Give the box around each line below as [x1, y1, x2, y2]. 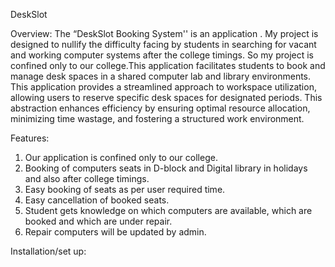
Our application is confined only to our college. [24, 152, 218, 163]
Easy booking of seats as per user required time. [24, 184, 226, 195]
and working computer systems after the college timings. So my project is [10, 49, 314, 61]
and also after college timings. [24, 173, 150, 184]
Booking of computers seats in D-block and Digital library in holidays [24, 162, 308, 174]
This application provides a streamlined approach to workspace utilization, [10, 81, 317, 93]
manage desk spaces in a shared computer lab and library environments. [10, 70, 312, 82]
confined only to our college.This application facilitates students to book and [10, 60, 326, 71]
